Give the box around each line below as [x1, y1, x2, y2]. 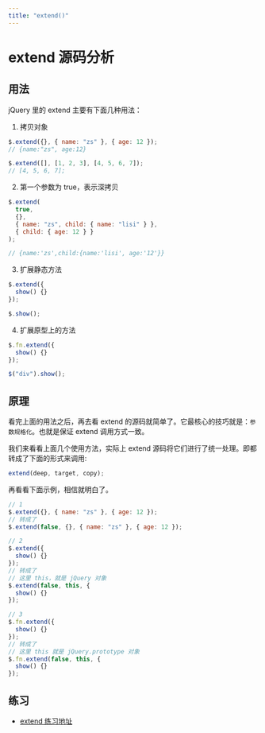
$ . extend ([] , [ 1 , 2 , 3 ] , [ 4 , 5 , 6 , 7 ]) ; [8, 160, 144, 168]
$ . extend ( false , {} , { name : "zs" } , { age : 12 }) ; [8, 522, 182, 531]
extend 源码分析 [8, 48, 115, 66]
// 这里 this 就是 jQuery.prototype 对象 [8, 647, 140, 656]
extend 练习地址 [19, 716, 73, 726]
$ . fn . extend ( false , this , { [8, 655, 102, 663]
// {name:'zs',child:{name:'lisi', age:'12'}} [8, 250, 165, 258]
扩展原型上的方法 [19, 325, 76, 335]
